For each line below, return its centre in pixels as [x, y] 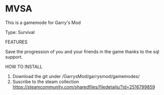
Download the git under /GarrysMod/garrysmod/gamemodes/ [76, 76]
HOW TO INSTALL [24, 66]
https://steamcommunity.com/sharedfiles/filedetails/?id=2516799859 [84, 87]
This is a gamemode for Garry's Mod [43, 22]
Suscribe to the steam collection [45, 81]
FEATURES [16, 42]
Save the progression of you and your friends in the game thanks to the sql [82, 51]
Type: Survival [20, 32]
